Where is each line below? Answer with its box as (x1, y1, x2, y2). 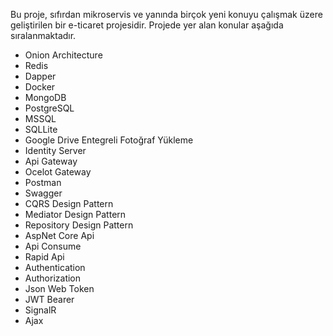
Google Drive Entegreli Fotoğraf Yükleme (24, 134, 194, 146)
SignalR (24, 304, 57, 316)
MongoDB (24, 92, 67, 103)
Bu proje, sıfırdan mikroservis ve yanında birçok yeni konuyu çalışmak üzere (10, 9, 323, 20)
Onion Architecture (24, 49, 103, 61)
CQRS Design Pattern (24, 198, 114, 209)
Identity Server (24, 145, 87, 156)
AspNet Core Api (24, 230, 95, 241)
